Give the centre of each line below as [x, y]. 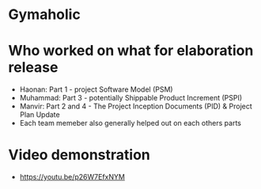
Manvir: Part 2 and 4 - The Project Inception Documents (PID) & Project [136, 106]
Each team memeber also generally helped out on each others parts [130, 123]
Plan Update [40, 115]
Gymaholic [44, 15]
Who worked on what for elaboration [131, 51]
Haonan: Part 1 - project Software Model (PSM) [96, 89]
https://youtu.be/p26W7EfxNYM [72, 177]
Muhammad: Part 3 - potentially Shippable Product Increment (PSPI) [131, 98]
